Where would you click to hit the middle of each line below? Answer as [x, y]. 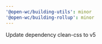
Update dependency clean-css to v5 [51, 34]
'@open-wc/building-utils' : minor [49, 12]
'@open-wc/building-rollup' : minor [50, 17]
